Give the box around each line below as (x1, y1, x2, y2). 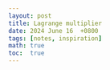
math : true (8, 42, 45, 50)
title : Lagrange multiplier (8, 19, 103, 27)
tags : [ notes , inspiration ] (8, 34, 103, 43)
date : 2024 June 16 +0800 (8, 27, 99, 35)
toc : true (8, 49, 45, 57)
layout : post (8, 11, 52, 20)
